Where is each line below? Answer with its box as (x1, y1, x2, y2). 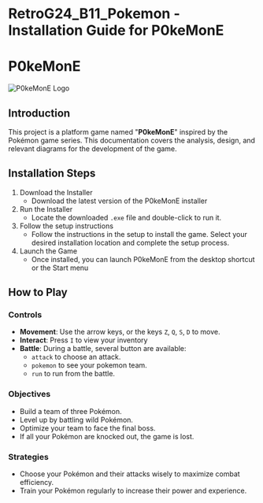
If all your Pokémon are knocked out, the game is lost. (19, 431, 194, 441)
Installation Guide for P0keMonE (8, 21, 224, 39)
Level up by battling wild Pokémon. (19, 415, 134, 424)
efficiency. (19, 478, 54, 487)
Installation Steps (8, 167, 96, 180)
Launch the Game (19, 246, 78, 256)
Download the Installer (19, 187, 93, 197)
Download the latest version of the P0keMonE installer (31, 196, 208, 205)
